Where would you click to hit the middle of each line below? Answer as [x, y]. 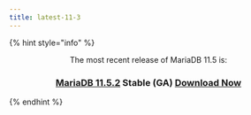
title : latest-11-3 [45, 17]
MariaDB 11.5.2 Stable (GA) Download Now [148, 82]
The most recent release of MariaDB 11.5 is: [148, 59]
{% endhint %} [36, 102]
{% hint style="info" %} [52, 42]
